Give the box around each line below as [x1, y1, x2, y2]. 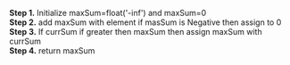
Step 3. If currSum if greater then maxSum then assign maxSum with [9, 27, 262, 37]
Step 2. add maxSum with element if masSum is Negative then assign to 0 [9, 17, 282, 28]
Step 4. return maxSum [9, 45, 95, 56]
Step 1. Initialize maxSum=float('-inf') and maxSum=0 [9, 8, 207, 18]
